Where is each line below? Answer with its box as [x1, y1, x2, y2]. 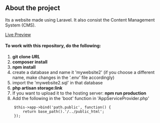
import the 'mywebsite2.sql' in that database [12, 80, 103, 86]
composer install [12, 59, 48, 65]
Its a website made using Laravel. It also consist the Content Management [5, 17, 155, 23]
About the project [5, 4, 61, 12]
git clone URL [12, 54, 40, 60]
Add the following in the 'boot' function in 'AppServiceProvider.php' [12, 96, 149, 101]
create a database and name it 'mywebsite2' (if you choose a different [12, 70, 155, 75]
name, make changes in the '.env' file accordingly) [12, 74, 115, 80]
